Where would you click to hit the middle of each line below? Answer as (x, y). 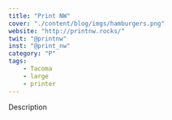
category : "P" (32, 54)
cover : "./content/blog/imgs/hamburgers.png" (86, 24)
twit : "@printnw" (38, 39)
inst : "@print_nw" (39, 46)
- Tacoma (38, 69)
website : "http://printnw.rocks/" (67, 31)
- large (36, 76)
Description (28, 107)
